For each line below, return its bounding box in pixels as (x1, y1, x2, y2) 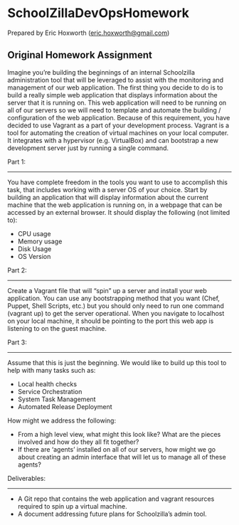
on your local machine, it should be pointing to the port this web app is (7, 317, 214, 325)
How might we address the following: (7, 416, 116, 425)
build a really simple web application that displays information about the (7, 90, 218, 99)
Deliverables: (7, 474, 46, 482)
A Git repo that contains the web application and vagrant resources (17, 494, 215, 503)
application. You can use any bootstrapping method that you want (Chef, (7, 294, 221, 302)
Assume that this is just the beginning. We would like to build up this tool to (7, 358, 227, 367)
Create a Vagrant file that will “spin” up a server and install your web (7, 286, 208, 295)
